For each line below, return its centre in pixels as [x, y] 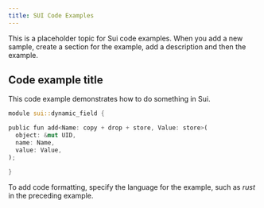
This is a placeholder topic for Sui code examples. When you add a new [126, 38]
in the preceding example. [51, 195]
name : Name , [35, 143]
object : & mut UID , [46, 136]
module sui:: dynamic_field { [56, 114]
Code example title [56, 80]
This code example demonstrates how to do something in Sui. [109, 99]
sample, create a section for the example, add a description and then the [127, 46]
